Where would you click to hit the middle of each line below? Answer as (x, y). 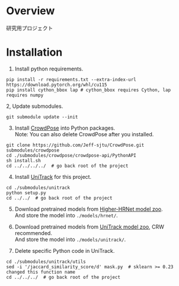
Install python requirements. (49, 69)
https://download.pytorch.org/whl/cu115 (57, 85)
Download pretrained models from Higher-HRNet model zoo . (89, 209)
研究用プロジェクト (30, 28)
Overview (31, 11)
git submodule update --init (42, 117)
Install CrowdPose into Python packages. (65, 128)
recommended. (33, 233)
